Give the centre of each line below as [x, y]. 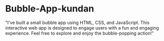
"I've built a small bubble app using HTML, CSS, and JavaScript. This [77, 22]
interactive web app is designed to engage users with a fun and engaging [82, 27]
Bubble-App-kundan [50, 9]
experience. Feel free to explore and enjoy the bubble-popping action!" [79, 33]
